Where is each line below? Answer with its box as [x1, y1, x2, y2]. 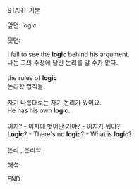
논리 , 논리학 [7, 146, 42, 154]
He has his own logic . [7, 106, 71, 115]
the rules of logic [7, 74, 58, 82]
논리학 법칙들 [7, 82, 44, 90]
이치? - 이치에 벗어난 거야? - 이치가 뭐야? [7, 122, 121, 130]
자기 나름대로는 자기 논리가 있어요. [7, 98, 102, 107]
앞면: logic [7, 21, 37, 30]
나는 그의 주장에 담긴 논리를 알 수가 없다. [7, 58, 119, 67]
